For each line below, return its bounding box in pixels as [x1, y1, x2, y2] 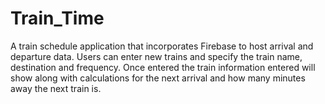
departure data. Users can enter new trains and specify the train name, [10, 50, 303, 62]
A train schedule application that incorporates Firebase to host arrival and [10, 40, 314, 52]
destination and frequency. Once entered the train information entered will [10, 61, 316, 73]
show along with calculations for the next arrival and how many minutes [10, 72, 306, 84]
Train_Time [10, 7, 105, 30]
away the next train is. [10, 82, 102, 94]
